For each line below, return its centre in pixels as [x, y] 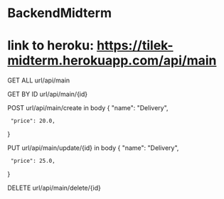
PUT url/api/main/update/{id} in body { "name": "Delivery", [93, 148]
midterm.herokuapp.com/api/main [112, 61]
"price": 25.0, [33, 161]
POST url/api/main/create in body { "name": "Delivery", [88, 108]
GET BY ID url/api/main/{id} [48, 95]
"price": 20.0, [33, 121]
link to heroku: [51, 46]
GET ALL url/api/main [39, 80]
